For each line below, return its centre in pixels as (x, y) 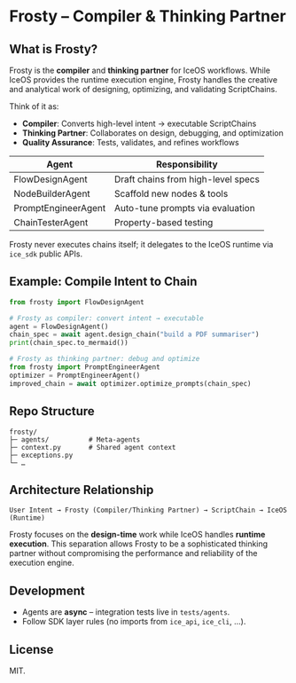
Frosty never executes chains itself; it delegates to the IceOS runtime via (141, 244)
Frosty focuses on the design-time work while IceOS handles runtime (137, 535)
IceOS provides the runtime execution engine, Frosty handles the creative (143, 80)
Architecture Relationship (82, 490)
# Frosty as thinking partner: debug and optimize (105, 359)
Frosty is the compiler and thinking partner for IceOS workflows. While (140, 70)
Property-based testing (164, 222)
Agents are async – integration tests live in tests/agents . (126, 612)
